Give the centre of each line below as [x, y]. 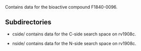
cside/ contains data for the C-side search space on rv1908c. [74, 34]
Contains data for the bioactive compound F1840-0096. [61, 7]
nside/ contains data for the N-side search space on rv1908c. [74, 43]
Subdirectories [28, 22]
